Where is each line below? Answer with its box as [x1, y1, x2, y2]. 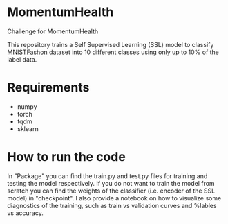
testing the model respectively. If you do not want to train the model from [7, 179, 216, 187]
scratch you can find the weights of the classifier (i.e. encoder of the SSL [7, 187, 216, 195]
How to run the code [7, 149, 126, 165]
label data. [7, 55, 37, 63]
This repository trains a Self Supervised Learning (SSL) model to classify [7, 40, 214, 49]
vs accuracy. [7, 209, 44, 217]
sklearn [17, 124, 39, 132]
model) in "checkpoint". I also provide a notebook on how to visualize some [7, 193, 222, 202]
